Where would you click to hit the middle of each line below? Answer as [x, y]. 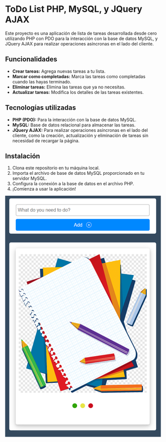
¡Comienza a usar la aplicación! [44, 189]
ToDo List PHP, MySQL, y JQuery [74, 9]
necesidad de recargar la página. [46, 141]
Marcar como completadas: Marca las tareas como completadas [79, 76]
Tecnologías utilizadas [41, 108]
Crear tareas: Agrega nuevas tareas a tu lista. [59, 71]
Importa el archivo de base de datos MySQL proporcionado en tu [78, 173]
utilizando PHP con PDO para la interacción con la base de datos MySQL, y [82, 39]
